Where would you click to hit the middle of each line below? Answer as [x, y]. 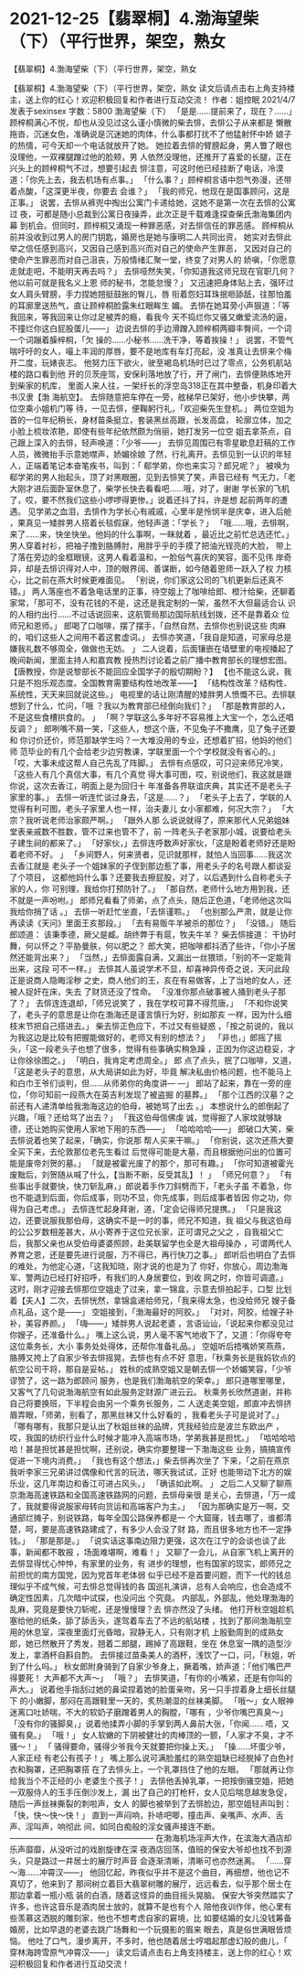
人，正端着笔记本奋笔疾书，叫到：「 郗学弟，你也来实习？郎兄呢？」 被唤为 [150, 465]
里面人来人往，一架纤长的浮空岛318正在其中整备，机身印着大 [182, 385]
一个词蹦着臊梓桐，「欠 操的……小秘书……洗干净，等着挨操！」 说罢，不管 [148, 339]
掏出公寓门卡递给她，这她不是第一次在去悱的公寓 [203, 202]
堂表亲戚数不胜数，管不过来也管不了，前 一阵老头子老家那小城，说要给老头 [151, 831]
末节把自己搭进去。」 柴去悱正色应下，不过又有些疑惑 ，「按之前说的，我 [151, 1026]
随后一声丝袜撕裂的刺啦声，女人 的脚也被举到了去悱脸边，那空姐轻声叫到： [151, 1803]
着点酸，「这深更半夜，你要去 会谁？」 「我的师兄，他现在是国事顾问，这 [146, 191]
